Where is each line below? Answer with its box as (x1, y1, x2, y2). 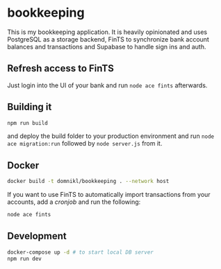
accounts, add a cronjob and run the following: (7, 198, 141, 206)
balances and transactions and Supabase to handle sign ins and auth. (7, 42, 206, 51)
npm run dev (7, 255, 42, 262)
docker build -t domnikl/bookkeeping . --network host (7, 178, 170, 185)
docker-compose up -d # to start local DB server (7, 248, 154, 256)
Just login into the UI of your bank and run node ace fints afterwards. (7, 81, 208, 89)
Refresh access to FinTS (7, 62, 115, 74)
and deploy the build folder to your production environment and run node (7, 132, 214, 140)
